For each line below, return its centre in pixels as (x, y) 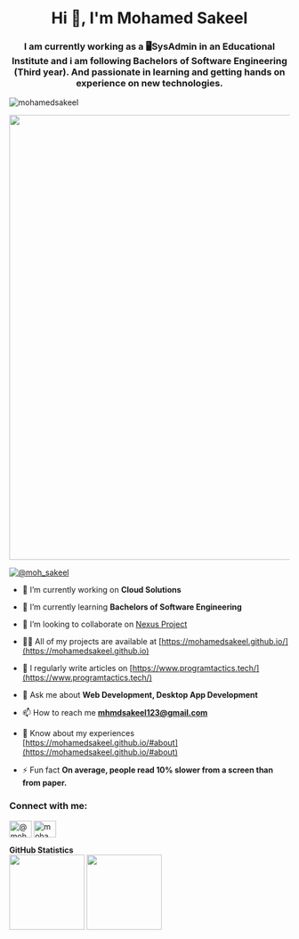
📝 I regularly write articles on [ (77, 668)
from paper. (44, 783)
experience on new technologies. (149, 84)
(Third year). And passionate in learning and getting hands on (149, 72)
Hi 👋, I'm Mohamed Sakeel (149, 18)
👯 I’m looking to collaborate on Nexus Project (105, 624)
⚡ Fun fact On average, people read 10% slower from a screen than (148, 770)
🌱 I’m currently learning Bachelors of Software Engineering (132, 607)
